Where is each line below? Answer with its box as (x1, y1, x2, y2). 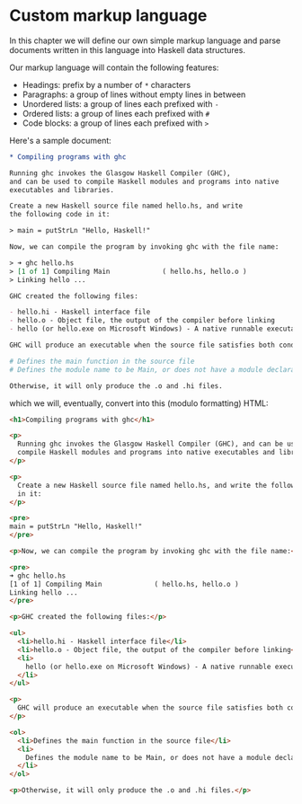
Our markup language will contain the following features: (9, 62, 219, 73)
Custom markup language (9, 5, 208, 26)
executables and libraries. (9, 185, 115, 194)
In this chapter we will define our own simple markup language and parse (9, 35, 281, 46)
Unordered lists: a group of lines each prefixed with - (22, 98, 219, 109)
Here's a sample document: (9, 135, 112, 146)
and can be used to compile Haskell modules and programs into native (9, 177, 280, 186)
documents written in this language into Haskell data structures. (9, 44, 245, 55)
